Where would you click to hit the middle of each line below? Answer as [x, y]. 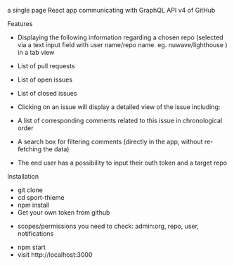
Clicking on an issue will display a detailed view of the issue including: [119, 107]
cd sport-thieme [41, 197]
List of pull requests [46, 66]
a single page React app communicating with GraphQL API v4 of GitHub [111, 10]
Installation [23, 176]
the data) [56, 149]
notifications [35, 234]
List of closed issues [47, 93]
